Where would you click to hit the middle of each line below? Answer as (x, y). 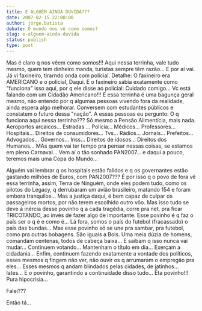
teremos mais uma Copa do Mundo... (52, 159)
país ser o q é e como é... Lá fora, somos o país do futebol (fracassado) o (97, 221)
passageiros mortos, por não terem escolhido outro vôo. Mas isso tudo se (98, 202)
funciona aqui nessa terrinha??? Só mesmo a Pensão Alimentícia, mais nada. (101, 120)
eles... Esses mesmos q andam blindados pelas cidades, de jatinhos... (93, 266)
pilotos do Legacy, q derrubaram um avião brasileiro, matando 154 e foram (99, 189)
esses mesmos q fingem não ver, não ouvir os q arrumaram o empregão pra (100, 260)
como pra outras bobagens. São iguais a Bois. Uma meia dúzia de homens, (99, 234)
